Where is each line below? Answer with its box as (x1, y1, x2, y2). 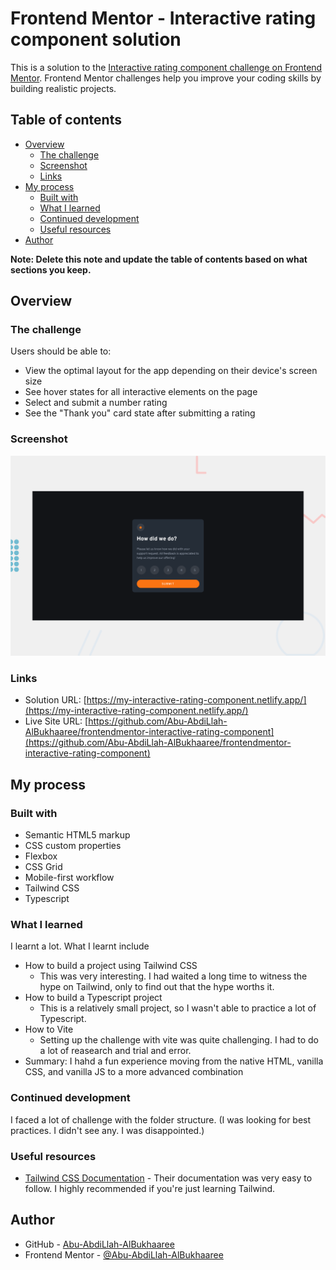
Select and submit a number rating (24, 397, 168, 409)
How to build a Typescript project (24, 992, 163, 1004)
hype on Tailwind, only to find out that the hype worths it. (39, 981, 275, 993)
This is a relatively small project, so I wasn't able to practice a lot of (39, 1002, 317, 1014)
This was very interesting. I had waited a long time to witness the (39, 970, 308, 982)
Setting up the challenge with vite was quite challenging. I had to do (39, 1034, 319, 1046)
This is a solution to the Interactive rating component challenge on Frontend (10, 61, 323, 73)
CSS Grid (24, 861, 63, 873)
